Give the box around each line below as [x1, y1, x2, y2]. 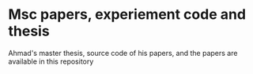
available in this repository [8, 57, 94, 66]
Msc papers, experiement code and [8, 6, 247, 24]
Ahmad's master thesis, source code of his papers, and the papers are [8, 48, 238, 57]
